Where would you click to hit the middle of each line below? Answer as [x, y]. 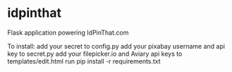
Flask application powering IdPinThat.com [68, 32]
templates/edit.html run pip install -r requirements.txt [84, 61]
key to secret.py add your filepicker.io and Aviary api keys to [95, 54]
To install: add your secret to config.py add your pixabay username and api [116, 46]
